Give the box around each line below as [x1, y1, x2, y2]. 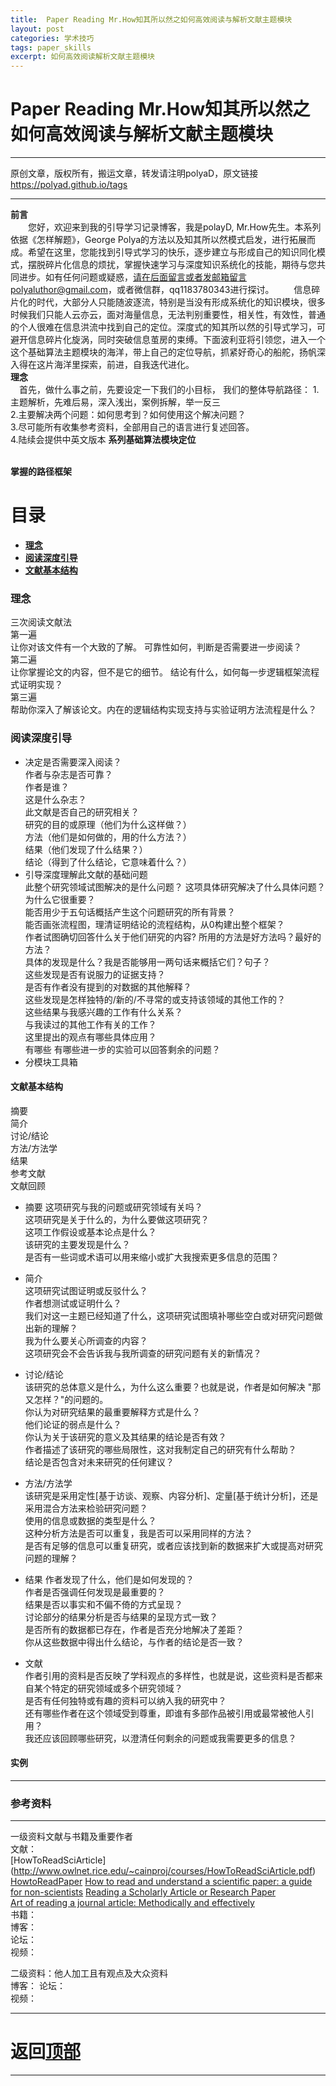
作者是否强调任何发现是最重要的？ [24, 1586, 166, 1598]
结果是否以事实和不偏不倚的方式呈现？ [24, 1598, 183, 1610]
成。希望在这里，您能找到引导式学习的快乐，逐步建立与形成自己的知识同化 [10, 246, 317, 258]
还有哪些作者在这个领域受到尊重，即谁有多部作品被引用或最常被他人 [24, 1707, 306, 1719]
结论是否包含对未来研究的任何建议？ [24, 1456, 175, 1468]
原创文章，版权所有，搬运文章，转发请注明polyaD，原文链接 [10, 167, 259, 180]
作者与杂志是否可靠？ [24, 768, 113, 780]
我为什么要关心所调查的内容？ [24, 1334, 148, 1346]
